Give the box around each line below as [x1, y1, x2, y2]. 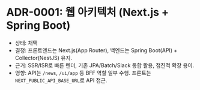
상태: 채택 [14, 39, 38, 46]
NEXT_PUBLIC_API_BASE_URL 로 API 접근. [14, 76, 108, 84]
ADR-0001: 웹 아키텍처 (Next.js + [6, 5, 169, 19]
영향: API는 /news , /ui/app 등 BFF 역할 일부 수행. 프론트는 [14, 69, 151, 76]
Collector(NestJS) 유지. [14, 54, 73, 61]
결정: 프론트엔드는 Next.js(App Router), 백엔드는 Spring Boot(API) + [14, 46, 178, 54]
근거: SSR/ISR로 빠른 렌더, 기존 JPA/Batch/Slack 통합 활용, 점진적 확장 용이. [14, 61, 195, 69]
